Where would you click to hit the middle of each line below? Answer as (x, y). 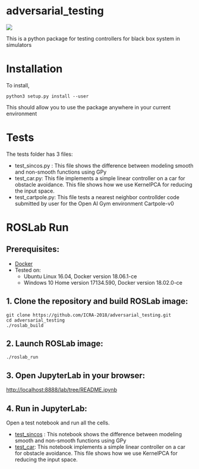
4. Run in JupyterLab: (47, 408)
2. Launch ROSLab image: (55, 344)
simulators (19, 45)
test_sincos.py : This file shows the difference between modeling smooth (104, 165)
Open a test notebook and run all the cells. (58, 423)
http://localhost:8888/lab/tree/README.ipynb (62, 390)
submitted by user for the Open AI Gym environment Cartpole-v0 (94, 203)
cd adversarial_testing (36, 320)
